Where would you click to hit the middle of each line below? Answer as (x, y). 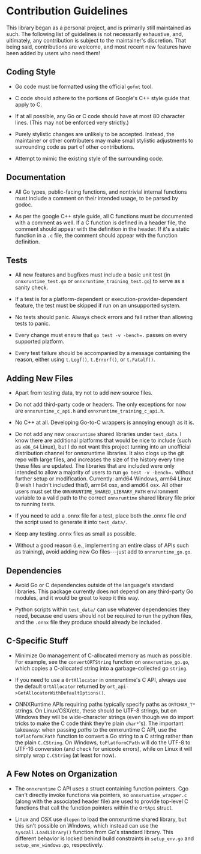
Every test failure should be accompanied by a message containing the (103, 353)
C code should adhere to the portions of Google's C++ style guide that (102, 98)
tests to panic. (32, 324)
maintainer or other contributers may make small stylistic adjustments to (104, 140)
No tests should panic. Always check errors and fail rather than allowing (104, 317)
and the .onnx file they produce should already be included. (88, 622)
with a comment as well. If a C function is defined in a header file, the (100, 222)
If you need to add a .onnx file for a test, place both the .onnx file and (100, 516)
